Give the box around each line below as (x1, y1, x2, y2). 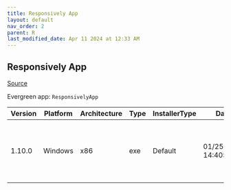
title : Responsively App (7, 10, 78, 17)
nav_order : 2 (7, 23, 45, 29)
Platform (43, 108, 74, 118)
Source (7, 79, 27, 87)
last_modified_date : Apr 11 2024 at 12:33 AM (7, 36, 140, 43)
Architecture (80, 108, 122, 118)
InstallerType (152, 108, 197, 118)
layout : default (7, 16, 54, 23)
